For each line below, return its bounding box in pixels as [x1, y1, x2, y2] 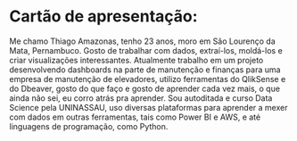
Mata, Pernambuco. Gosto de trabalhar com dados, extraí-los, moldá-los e [9, 45, 283, 55]
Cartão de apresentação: [9, 6, 198, 27]
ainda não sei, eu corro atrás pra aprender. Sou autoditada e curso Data [9, 92, 273, 104]
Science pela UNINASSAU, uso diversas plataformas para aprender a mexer [9, 102, 288, 112]
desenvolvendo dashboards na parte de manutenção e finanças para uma [9, 64, 281, 75]
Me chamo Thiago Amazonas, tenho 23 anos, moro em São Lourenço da [9, 36, 276, 46]
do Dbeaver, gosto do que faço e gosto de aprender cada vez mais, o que [9, 83, 281, 94]
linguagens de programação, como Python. [9, 120, 169, 131]
